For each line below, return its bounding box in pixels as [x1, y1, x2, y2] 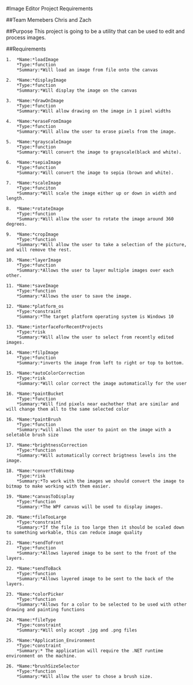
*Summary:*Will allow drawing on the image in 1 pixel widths [16, 108, 171, 114]
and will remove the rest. [6, 247, 72, 253]
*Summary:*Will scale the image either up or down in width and [16, 190, 177, 196]
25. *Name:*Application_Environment [6, 637, 95, 643]
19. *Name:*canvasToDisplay [6, 493, 75, 499]
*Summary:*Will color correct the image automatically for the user [16, 381, 187, 387]
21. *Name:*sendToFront [6, 540, 64, 546]
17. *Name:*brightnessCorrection [6, 442, 88, 448]
